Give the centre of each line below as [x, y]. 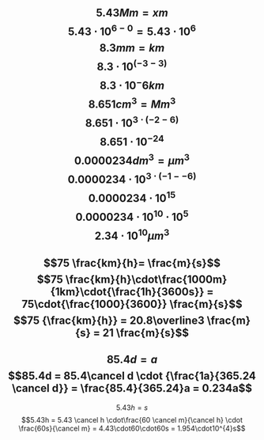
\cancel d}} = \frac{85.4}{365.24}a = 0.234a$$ [132, 388]
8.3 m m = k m [132, 48]
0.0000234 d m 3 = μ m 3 [132, 160]
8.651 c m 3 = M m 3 [132, 103]
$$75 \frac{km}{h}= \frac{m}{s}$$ [132, 263]
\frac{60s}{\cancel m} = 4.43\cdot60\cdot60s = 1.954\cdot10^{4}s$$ [132, 428]
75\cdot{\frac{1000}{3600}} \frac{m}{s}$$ [132, 304]
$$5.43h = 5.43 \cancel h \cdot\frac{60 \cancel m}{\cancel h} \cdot [132, 419]
